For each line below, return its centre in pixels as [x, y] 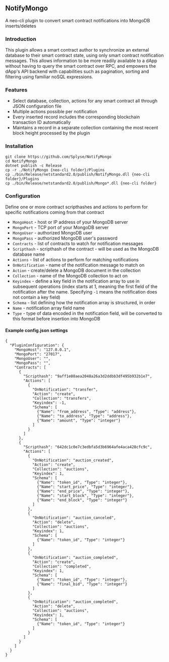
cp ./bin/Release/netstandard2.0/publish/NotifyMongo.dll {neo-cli [78, 174]
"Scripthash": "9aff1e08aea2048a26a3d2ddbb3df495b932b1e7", [88, 376]
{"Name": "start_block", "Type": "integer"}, [86, 496]
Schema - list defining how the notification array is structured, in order [84, 302]
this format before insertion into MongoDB [56, 319]
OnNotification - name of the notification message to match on [78, 265]
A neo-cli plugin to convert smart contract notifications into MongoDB [78, 20]
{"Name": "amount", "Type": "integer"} [79, 421]
